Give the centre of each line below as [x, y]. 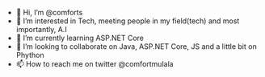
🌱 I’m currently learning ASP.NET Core [80, 38]
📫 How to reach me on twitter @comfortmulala [95, 64]
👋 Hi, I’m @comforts [49, 12]
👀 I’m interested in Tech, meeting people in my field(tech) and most [128, 21]
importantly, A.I [41, 29]
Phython [30, 55]
